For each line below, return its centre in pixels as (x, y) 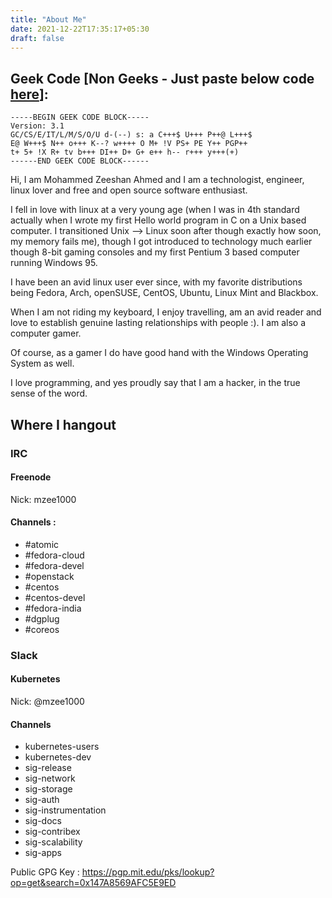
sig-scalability (53, 842)
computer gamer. (46, 333)
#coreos (42, 629)
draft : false (37, 38)
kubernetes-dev (58, 757)
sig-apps (43, 853)
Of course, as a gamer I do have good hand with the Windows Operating (159, 353)
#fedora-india (53, 608)
